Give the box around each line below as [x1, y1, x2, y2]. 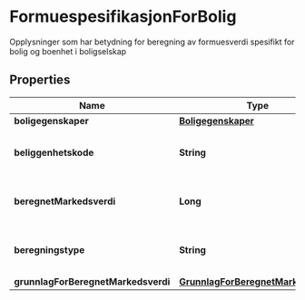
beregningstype [14, 243, 85, 256]
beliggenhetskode [14, 146, 94, 159]
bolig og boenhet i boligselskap [9, 45, 127, 56]
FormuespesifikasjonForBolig [9, 6, 237, 27]
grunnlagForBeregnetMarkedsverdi [14, 275, 171, 287]
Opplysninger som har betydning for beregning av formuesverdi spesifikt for [9, 36, 295, 47]
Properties [9, 73, 71, 88]
